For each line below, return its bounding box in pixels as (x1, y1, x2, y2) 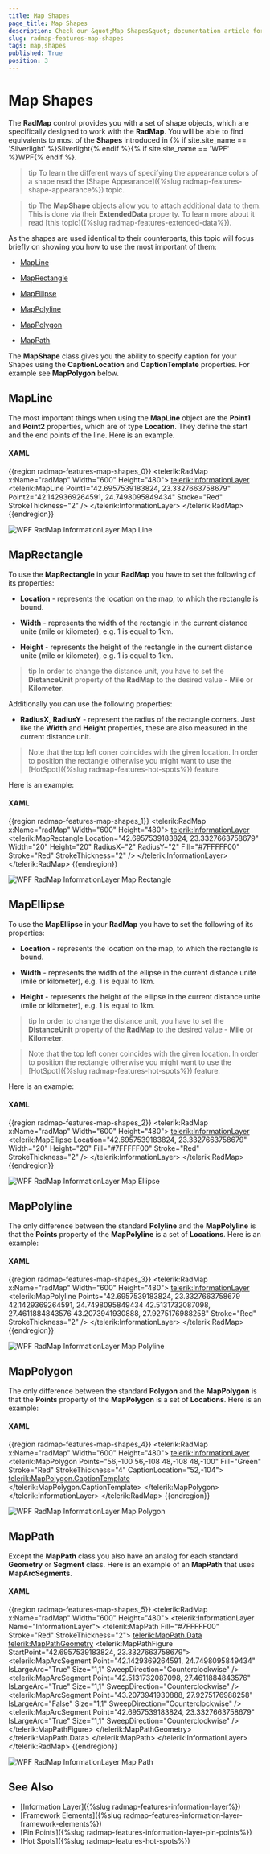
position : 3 (8, 57, 48, 65)
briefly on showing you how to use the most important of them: (8, 242, 217, 251)
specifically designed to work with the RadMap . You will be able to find (8, 126, 243, 136)
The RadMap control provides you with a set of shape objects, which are (8, 118, 249, 127)
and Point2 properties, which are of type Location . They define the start (8, 421, 248, 431)
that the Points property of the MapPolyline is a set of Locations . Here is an (8, 1229, 261, 1239)
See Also (8, 1781, 54, 1794)
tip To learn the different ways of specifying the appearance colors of (27, 168, 259, 177)
